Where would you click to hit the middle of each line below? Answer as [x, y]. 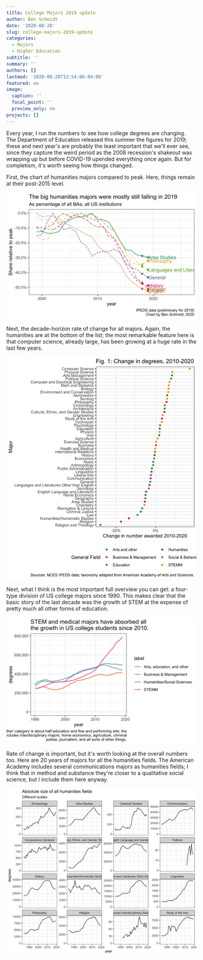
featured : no [23, 83]
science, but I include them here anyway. [57, 779]
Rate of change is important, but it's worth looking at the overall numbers [97, 754]
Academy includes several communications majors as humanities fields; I [97, 767]
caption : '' [27, 96]
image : [14, 90]
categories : [21, 38]
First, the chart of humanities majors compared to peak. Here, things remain [101, 177]
